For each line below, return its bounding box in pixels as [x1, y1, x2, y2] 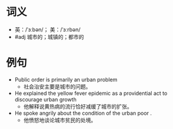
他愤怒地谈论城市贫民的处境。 [23, 116, 96, 124]
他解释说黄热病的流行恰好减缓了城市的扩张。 [23, 102, 133, 110]
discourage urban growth [14, 95, 77, 103]
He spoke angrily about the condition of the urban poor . [14, 110, 152, 117]
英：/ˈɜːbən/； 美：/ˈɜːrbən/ [14, 26, 81, 33]
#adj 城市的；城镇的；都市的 [14, 33, 84, 40]
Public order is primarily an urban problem [14, 76, 117, 83]
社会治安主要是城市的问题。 [23, 83, 92, 90]
